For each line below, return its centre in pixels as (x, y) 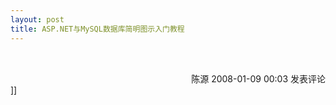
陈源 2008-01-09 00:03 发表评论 (258, 78)
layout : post (37, 19)
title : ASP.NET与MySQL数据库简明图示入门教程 (97, 29)
